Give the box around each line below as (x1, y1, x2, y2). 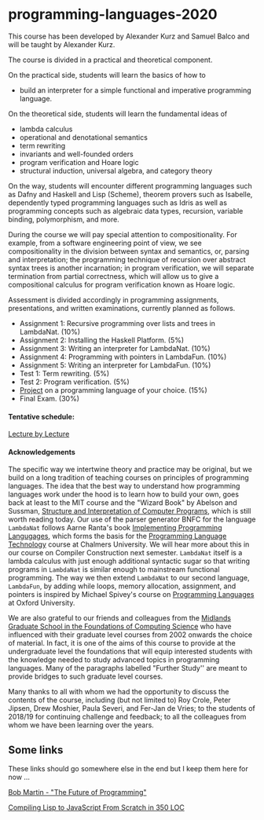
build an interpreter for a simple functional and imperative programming (19, 85, 251, 95)
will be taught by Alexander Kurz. (8, 39, 115, 49)
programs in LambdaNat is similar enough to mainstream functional (8, 565, 220, 574)
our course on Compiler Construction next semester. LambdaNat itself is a (8, 548, 243, 558)
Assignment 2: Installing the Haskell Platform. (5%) (19, 335, 185, 345)
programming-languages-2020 (8, 5, 218, 24)
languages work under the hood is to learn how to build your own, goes (8, 489, 240, 500)
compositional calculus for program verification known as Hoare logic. (8, 280, 236, 289)
